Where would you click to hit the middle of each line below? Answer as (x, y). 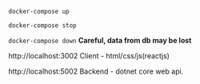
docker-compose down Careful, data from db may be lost (100, 40)
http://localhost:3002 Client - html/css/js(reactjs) (89, 56)
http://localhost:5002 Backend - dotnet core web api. (96, 71)
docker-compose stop (43, 26)
